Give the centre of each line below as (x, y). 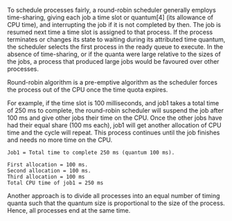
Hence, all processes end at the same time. (69, 210)
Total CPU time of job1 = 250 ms (55, 183)
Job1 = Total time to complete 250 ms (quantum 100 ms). (91, 152)
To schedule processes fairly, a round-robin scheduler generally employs (111, 10)
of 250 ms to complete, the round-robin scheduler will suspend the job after (115, 110)
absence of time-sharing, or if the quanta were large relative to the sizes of (114, 54)
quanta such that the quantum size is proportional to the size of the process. (116, 203)
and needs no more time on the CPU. (60, 140)
